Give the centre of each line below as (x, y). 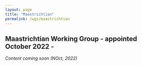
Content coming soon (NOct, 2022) (41, 58)
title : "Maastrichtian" (30, 14)
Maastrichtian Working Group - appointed (71, 39)
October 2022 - (30, 47)
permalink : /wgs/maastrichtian (37, 19)
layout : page (19, 10)
